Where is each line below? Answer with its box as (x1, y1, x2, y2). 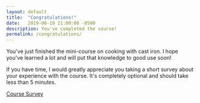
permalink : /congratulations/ (6, 31, 83, 37)
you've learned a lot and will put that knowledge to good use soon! (6, 54, 172, 61)
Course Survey (6, 90, 43, 98)
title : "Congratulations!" (6, 14, 77, 20)
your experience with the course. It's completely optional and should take (6, 72, 189, 80)
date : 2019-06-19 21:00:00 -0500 (6, 20, 96, 26)
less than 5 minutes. (6, 79, 56, 86)
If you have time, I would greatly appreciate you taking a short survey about (6, 66, 194, 73)
